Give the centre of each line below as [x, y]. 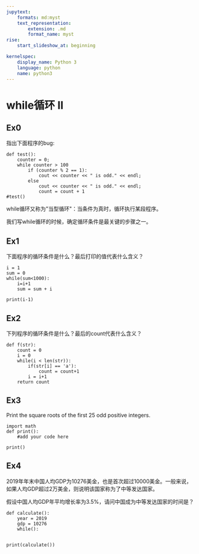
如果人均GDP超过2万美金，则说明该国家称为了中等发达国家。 [82, 489]
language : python [39, 68]
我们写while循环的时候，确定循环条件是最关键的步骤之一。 [79, 222]
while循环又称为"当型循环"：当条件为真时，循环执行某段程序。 [84, 209]
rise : [13, 40]
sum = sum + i [35, 289]
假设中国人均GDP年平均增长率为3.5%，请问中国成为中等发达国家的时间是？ [100, 501]
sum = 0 [16, 273]
